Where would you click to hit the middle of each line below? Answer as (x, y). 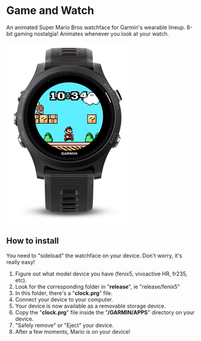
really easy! (21, 262)
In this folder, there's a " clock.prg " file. (64, 293)
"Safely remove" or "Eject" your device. (64, 325)
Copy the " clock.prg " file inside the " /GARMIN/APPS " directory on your (105, 312)
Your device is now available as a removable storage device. (90, 306)
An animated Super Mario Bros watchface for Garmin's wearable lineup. (96, 27)
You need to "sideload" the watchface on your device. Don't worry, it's (94, 256)
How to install (33, 241)
